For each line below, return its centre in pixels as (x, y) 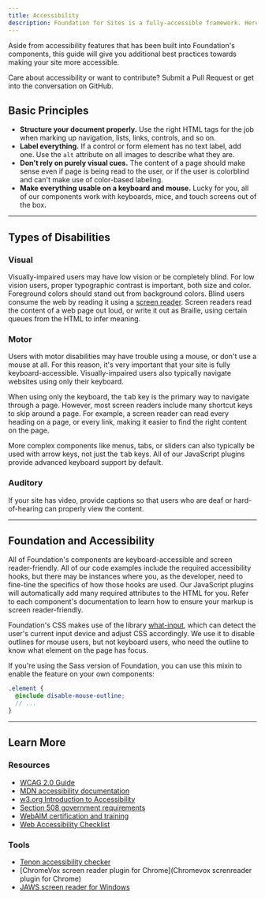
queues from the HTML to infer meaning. (75, 319)
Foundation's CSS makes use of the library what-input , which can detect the (132, 625)
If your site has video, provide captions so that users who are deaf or (120, 500)
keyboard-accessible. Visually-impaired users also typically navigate (119, 373)
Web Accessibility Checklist (65, 824)
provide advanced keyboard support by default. (86, 463)
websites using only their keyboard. (66, 382)
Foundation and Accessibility (82, 540)
